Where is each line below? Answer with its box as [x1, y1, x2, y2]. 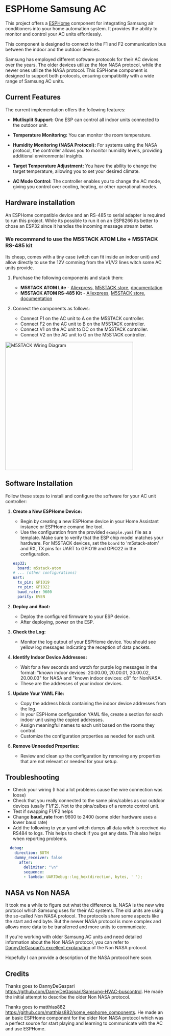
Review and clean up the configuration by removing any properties [20, 752, 161, 759]
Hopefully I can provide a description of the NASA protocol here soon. [5, 954, 153, 961]
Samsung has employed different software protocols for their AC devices [5, 56, 159, 62]
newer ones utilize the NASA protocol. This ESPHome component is [5, 67, 148, 73]
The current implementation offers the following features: [5, 106, 126, 113]
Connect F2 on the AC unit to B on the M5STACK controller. [20, 321, 145, 327]
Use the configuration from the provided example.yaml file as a [20, 529, 152, 535]
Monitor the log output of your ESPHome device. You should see [20, 639, 156, 645]
